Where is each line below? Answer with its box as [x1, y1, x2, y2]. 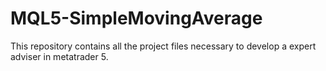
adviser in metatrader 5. [10, 50, 109, 62]
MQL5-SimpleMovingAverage [10, 7, 263, 30]
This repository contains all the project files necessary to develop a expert [10, 40, 317, 52]
